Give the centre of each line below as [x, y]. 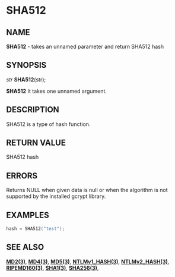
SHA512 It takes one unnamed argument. [56, 91]
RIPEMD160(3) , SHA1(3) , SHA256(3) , [52, 267]
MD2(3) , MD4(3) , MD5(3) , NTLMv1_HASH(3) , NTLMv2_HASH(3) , [88, 262]
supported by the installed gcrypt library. [56, 196]
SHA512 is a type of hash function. [48, 124]
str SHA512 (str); [26, 79]
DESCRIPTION [33, 110]
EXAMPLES [28, 215]
